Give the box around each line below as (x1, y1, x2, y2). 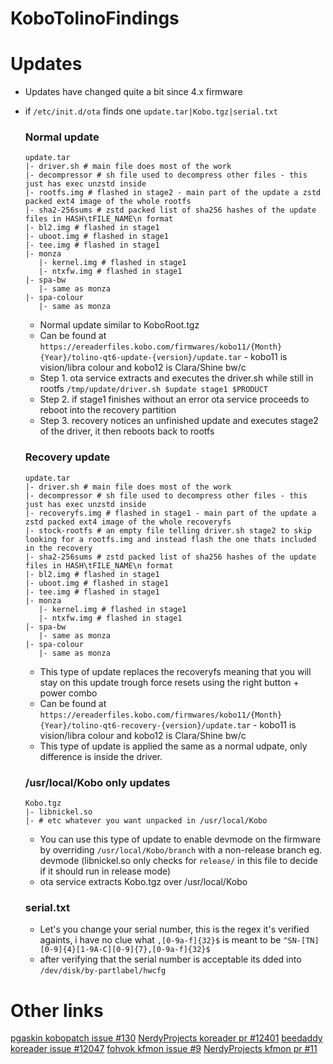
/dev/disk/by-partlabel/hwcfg (39, 966, 167, 976)
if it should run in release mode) (39, 865, 172, 877)
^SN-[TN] (283, 936, 320, 946)
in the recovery (24, 543, 93, 553)
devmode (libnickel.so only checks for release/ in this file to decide (39, 855, 318, 867)
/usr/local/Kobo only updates (24, 775, 171, 789)
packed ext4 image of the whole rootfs (24, 197, 192, 207)
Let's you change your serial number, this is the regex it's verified (39, 923, 310, 936)
